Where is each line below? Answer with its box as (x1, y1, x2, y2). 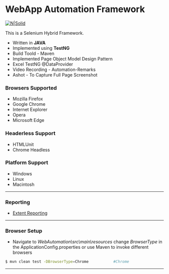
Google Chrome (12, 101, 46, 107)
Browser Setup (5, 228, 43, 235)
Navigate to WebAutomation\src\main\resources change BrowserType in (12, 239, 162, 245)
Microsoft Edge (12, 117, 45, 123)
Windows (12, 170, 32, 177)
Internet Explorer (12, 107, 48, 113)
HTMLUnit (12, 141, 34, 147)
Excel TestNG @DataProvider (12, 61, 73, 67)
